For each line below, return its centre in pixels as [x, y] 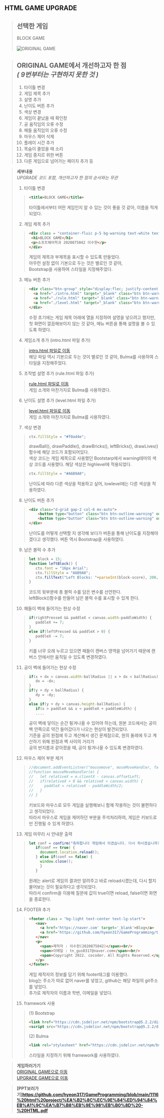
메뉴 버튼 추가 [37, 280]
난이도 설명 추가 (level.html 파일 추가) [60, 400]
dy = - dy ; [46, 695]
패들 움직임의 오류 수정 [46, 130]
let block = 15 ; [45, 559]
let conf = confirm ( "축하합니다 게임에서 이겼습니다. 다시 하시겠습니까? [94, 843]
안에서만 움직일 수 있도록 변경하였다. [73, 657]
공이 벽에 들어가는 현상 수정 [50, 667]
